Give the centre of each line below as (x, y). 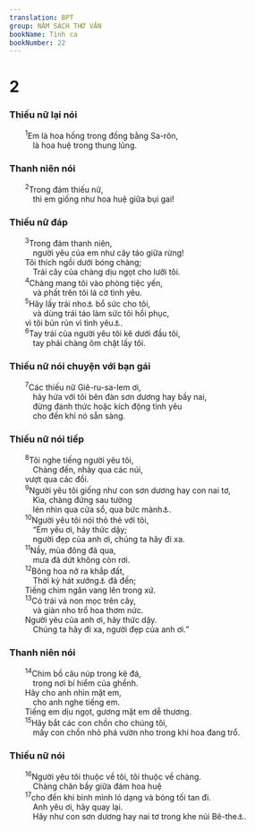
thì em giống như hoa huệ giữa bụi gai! (103, 199)
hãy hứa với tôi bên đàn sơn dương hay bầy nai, (120, 397)
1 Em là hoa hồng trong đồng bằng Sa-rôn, (102, 135)
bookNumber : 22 (38, 43)
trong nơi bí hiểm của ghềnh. (85, 683)
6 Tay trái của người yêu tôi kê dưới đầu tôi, (103, 333)
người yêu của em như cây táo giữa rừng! (109, 253)
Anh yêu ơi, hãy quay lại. (78, 807)
